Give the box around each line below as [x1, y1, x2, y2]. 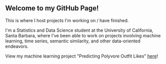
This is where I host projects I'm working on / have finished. [5, 17, 129, 23]
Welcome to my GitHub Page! [5, 4, 99, 13]
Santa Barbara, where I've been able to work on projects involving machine [5, 32, 161, 38]
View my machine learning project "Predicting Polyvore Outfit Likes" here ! [5, 53, 158, 59]
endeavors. [5, 43, 29, 49]
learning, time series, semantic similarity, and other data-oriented [5, 38, 141, 44]
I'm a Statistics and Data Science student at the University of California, [5, 27, 153, 33]
